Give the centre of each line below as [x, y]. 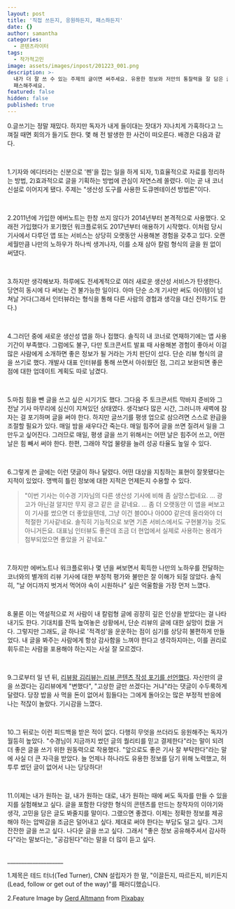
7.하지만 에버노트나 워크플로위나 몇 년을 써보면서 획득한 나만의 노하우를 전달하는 [116, 568]
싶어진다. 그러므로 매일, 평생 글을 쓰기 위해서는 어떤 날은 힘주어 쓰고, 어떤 [125, 435]
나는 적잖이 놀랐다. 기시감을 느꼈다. [55, 703]
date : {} [20, 27]
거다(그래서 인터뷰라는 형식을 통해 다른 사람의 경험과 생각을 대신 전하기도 [119, 299]
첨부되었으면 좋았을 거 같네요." [66, 539]
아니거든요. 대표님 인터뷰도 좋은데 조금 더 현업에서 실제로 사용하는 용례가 [123, 531]
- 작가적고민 [29, 60]
